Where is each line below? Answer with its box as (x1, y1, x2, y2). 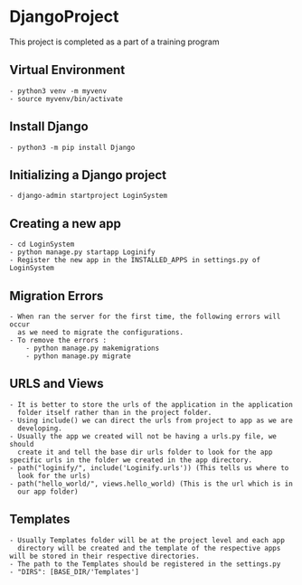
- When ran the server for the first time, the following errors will (9, 312, 281, 321)
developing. (17, 423, 63, 433)
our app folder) (17, 486, 79, 496)
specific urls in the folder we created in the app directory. (9, 455, 253, 465)
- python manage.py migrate (25, 352, 131, 361)
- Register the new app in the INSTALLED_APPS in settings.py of (9, 256, 260, 265)
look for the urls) (17, 471, 91, 480)
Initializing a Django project (9, 167, 167, 183)
